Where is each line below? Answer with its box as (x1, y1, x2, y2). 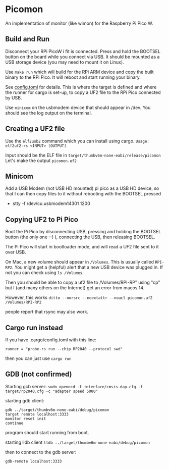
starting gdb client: (5, 397, 44, 403)
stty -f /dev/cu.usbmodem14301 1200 (12, 200, 91, 206)
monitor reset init (5, 416, 46, 421)
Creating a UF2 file (5, 125, 65, 133)
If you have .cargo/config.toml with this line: (5, 337, 97, 343)
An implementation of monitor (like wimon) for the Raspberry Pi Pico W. (5, 20, 153, 26)
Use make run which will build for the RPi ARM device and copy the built (5, 69, 154, 75)
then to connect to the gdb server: (5, 449, 77, 455)
